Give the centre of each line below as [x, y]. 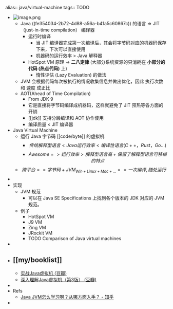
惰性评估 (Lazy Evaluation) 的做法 [71, 75]
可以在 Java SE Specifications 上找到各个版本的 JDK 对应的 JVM [96, 198]
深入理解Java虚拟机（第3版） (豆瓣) [58, 279]
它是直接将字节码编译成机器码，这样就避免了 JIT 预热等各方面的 [96, 105]
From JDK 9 [41, 99]
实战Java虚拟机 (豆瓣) [44, 273]
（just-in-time [35, 30]
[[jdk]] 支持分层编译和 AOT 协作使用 [66, 118]
